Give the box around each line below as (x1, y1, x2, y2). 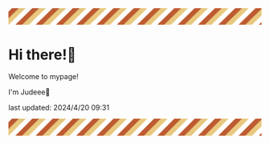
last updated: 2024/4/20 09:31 (8, 103, 110, 113)
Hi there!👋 (8, 46, 76, 63)
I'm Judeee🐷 (8, 87, 51, 97)
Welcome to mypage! (8, 72, 79, 82)
